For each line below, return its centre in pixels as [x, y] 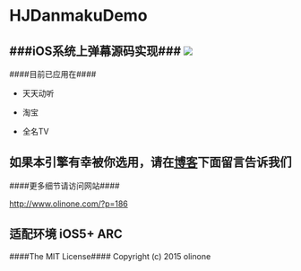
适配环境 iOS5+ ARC [66, 234]
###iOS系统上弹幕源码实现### [95, 51]
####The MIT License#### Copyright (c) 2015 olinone [110, 256]
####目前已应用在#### [53, 74]
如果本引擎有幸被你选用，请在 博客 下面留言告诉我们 [150, 162]
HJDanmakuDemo [78, 16]
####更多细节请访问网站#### [64, 186]
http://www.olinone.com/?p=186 [69, 204]
